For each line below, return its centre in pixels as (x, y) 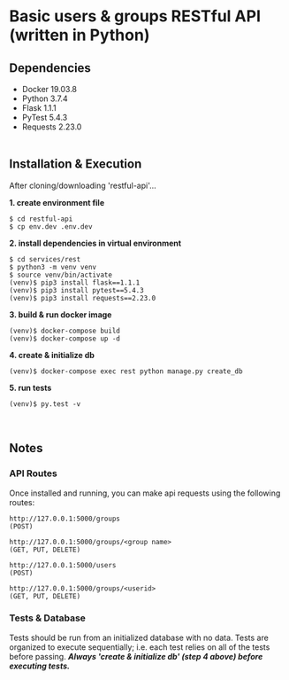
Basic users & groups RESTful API (135, 16)
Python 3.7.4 (45, 98)
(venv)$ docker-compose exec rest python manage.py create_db (126, 371)
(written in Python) (80, 35)
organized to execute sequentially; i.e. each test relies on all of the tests (140, 647)
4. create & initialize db (52, 355)
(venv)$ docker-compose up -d (65, 339)
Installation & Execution (76, 164)
